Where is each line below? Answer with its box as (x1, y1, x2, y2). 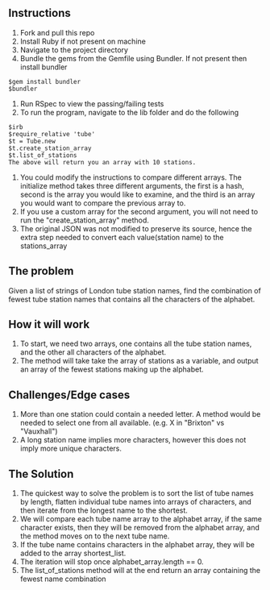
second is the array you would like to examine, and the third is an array (19, 189, 255, 199)
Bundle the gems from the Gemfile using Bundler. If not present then (19, 53, 247, 63)
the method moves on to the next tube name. (19, 531, 170, 541)
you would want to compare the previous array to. (19, 197, 186, 208)
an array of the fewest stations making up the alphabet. (19, 364, 204, 374)
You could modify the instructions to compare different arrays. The (19, 172, 242, 182)
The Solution (8, 467, 74, 480)
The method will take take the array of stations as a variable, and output (19, 356, 260, 366)
